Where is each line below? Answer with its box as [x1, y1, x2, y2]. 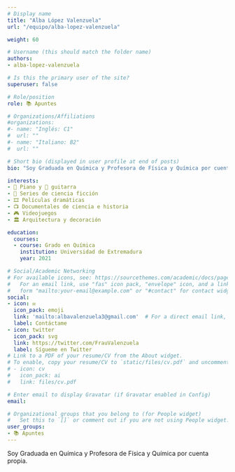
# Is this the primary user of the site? [7, 74, 130, 81]
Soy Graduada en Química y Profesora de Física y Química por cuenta [7, 449, 209, 457]
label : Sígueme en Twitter [13, 346, 92, 353]
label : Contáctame [13, 320, 68, 327]
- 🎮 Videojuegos [7, 210, 57, 217]
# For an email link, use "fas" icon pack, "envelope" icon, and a [7, 281, 215, 288]
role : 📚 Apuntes [7, 100, 57, 107]
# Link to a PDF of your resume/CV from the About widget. [7, 352, 183, 360]
